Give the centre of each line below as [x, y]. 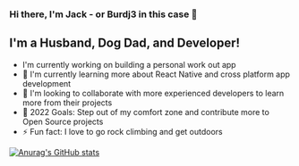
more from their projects [67, 103]
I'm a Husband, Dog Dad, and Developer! [124, 43]
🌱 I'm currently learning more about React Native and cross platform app [156, 74]
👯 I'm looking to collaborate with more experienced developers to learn [153, 93]
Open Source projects [63, 121]
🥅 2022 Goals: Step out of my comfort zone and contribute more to [146, 112]
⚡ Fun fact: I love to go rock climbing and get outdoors [122, 131]
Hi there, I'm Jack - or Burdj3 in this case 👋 [103, 14]
